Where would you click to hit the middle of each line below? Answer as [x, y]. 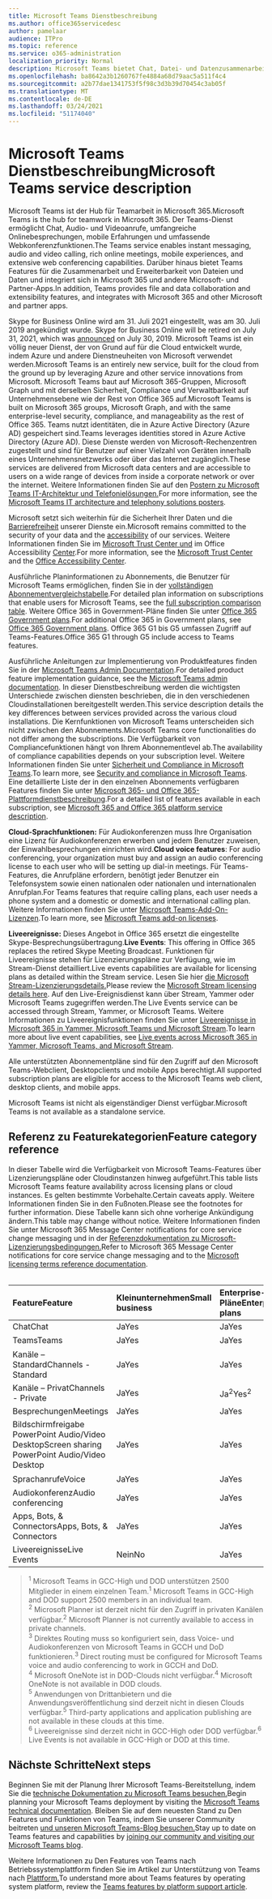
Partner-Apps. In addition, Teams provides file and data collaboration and [130, 288]
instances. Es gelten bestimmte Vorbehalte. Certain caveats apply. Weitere [132, 1195]
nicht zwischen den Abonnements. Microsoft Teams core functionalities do [132, 729]
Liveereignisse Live [48, 1550]
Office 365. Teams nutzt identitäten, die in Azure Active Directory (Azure [129, 424]
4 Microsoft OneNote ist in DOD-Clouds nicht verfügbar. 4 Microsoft [140, 1674]
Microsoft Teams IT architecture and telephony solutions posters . [117, 502]
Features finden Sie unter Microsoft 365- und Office [95, 790]
